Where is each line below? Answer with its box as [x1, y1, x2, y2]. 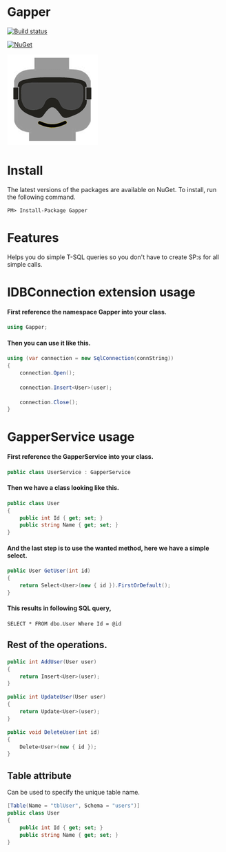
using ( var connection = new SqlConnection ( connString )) [7, 355, 174, 362]
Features [7, 230, 59, 246]
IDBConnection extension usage [7, 285, 196, 300]
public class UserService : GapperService [7, 468, 131, 475]
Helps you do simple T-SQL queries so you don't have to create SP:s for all [7, 253, 219, 261]
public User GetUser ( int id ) [7, 567, 91, 574]
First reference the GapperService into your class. [7, 453, 154, 461]
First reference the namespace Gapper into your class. [7, 307, 167, 316]
